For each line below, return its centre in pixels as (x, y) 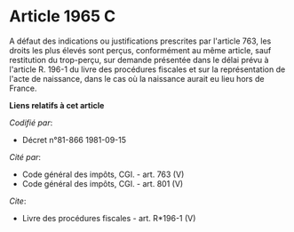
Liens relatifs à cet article (57, 105)
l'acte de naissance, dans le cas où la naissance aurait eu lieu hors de (137, 78)
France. (23, 88)
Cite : (18, 201)
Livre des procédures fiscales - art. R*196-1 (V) (109, 218)
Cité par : (25, 156)
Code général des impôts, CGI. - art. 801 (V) (103, 183)
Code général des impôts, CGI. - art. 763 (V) (103, 174)
